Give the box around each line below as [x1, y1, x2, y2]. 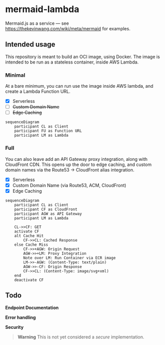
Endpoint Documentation [5, 304, 59, 311]
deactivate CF [14, 277, 44, 282]
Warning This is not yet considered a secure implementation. [17, 334, 144, 340]
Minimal [5, 72, 26, 79]
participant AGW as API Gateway [14, 211, 82, 216]
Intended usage [5, 40, 55, 49]
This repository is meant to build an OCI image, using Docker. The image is [5, 53, 160, 60]
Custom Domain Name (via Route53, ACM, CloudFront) [12, 182, 127, 188]
